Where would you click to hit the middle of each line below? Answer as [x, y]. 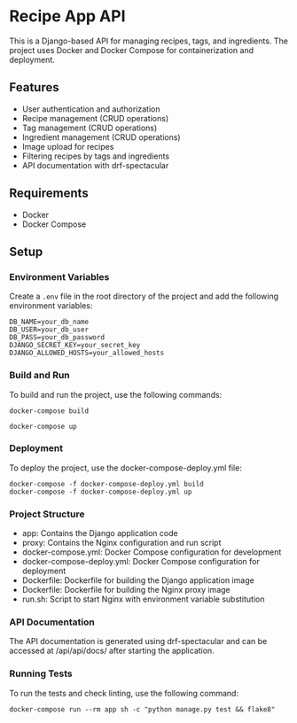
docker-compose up [43, 426]
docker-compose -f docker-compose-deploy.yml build [106, 484]
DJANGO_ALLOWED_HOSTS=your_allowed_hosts [87, 353]
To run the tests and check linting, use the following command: [124, 693]
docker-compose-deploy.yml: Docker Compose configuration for [141, 562]
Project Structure [47, 514]
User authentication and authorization [91, 109]
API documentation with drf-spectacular [95, 165]
